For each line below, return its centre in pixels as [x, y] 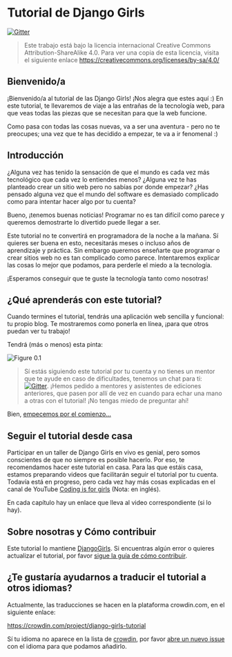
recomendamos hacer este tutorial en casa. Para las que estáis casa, [105, 467]
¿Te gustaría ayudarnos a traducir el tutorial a [107, 577]
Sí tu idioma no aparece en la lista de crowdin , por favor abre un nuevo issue [116, 639]
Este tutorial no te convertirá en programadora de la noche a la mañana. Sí [113, 236]
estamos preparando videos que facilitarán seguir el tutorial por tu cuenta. [113, 475]
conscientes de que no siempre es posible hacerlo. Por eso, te [96, 460]
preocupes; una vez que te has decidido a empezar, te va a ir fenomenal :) [113, 133]
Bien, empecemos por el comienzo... [59, 414]
